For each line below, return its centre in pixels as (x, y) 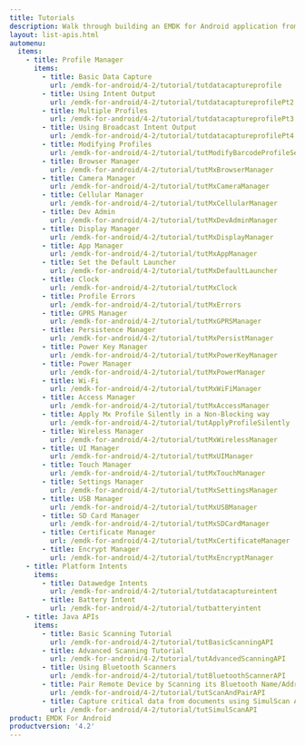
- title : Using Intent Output (99, 93)
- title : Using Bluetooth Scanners (109, 668)
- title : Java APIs (63, 617)
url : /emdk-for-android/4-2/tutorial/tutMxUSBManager (153, 507)
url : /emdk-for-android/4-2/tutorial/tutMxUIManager (152, 456)
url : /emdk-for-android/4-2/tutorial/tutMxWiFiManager (155, 389)
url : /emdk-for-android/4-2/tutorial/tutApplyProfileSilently (170, 423)
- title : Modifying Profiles (97, 144)
